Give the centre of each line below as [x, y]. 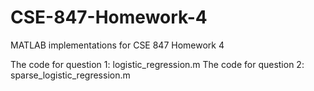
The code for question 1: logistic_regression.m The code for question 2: [157, 64]
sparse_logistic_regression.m [70, 75]
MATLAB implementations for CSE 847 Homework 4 [117, 45]
